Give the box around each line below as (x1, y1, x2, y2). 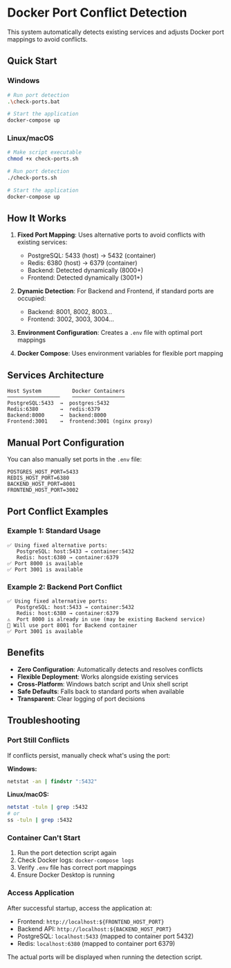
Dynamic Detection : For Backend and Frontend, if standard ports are (17, 287, 214, 295)
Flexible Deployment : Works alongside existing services (17, 673, 178, 681)
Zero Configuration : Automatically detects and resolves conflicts (17, 665, 203, 673)
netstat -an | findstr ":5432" (7, 778, 98, 785)
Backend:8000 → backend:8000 (7, 412, 107, 419)
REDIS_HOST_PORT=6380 (7, 475, 70, 482)
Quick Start (7, 55, 57, 67)
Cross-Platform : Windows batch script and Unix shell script (17, 679, 189, 688)
